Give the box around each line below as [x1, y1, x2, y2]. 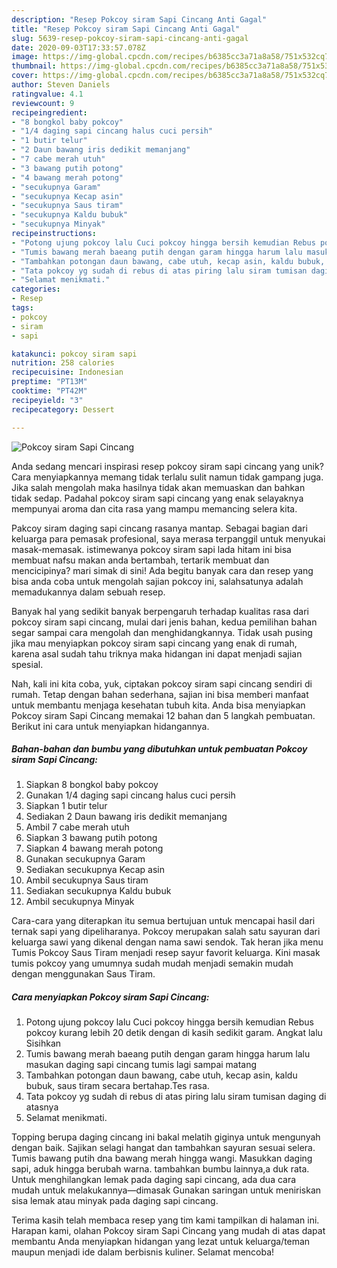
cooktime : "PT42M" [11, 386, 88, 396]
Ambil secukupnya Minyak [25, 896, 135, 908]
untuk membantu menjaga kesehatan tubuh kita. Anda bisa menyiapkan [11, 699, 306, 711]
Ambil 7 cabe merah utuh [25, 821, 130, 833]
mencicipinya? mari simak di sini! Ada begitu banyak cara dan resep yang [11, 564, 314, 576]
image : [11, 52, 39, 62]
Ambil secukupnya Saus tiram [25, 874, 149, 886]
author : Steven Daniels [11, 80, 111, 90]
